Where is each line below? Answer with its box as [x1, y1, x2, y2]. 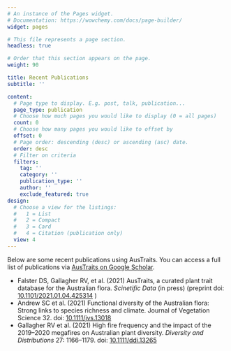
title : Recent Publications [7, 74, 89, 81]
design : [7, 197, 30, 204]
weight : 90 [7, 62, 39, 69]
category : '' [20, 171, 58, 178]
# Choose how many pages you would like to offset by [13, 126, 173, 133]
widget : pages [7, 23, 49, 30]
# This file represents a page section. [7, 36, 127, 43]
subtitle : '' [7, 80, 45, 87]
